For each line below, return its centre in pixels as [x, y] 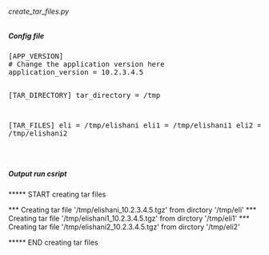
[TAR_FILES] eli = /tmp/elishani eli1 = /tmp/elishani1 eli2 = [135, 125]
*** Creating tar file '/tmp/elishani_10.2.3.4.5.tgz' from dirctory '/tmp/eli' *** [132, 209]
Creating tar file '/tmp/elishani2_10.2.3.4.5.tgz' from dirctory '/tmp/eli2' [124, 227]
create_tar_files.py [39, 11]
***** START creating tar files [57, 194]
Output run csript [38, 174]
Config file [26, 36]
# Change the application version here [86, 64]
